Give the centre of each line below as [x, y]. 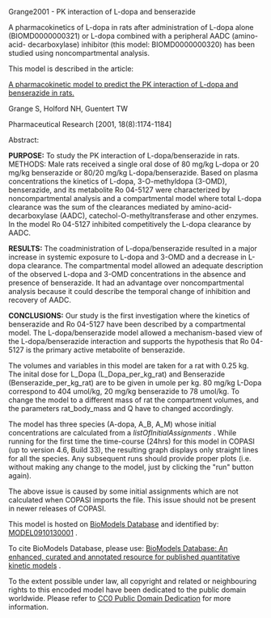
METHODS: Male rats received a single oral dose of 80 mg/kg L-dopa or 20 [134, 164]
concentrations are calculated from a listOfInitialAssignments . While [123, 433]
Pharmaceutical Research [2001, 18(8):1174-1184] [90, 124]
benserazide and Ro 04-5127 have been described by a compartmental [127, 324]
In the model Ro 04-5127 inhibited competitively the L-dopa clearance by [130, 224]
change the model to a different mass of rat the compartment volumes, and [133, 400]
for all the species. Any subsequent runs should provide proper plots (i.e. [130, 458]
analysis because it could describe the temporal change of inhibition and [129, 291]
